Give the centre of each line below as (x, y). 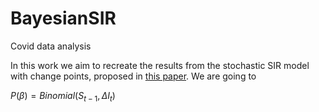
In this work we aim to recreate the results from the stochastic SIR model (160, 65)
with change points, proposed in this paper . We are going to (133, 76)
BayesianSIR (63, 18)
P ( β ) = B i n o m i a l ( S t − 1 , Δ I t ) (63, 96)
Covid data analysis (51, 46)
